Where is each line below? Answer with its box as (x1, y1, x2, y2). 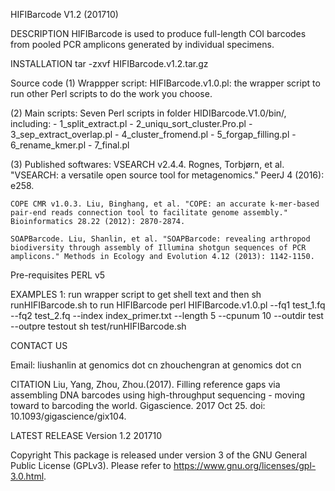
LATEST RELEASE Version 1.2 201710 (10, 430, 162, 441)
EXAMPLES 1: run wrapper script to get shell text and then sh (10, 289, 262, 300)
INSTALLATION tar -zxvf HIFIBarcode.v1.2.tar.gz (10, 58, 209, 69)
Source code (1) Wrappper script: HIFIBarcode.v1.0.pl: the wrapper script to (10, 77, 321, 89)
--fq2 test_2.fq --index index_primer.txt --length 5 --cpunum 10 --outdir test (10, 310, 324, 321)
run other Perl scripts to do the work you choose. (10, 88, 213, 99)
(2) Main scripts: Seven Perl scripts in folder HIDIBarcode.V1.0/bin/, (10, 107, 287, 119)
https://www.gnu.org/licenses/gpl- (173, 460, 317, 471)
